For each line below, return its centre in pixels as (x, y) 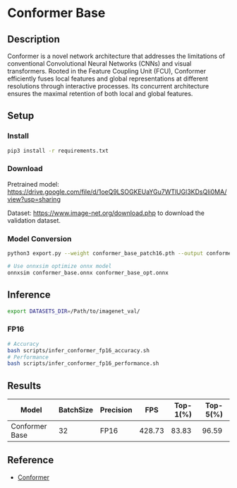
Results (24, 386)
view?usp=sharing (34, 199)
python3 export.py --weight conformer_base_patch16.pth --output (105, 254)
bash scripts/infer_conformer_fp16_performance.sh (83, 364)
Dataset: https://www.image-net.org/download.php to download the (106, 213)
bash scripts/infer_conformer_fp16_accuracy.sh (79, 350)
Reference (31, 460)
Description (34, 39)
